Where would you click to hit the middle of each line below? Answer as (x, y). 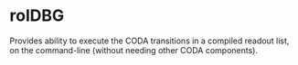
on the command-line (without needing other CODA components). (134, 50)
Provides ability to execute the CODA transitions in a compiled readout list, (149, 41)
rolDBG (37, 16)
